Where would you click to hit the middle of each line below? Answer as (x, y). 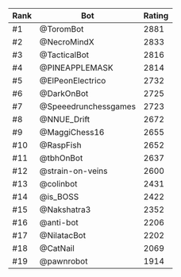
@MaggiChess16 (72, 132)
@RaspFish (60, 145)
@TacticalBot (64, 55)
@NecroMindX (67, 42)
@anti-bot (59, 223)
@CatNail (57, 248)
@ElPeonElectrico (73, 81)
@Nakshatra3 (65, 210)
